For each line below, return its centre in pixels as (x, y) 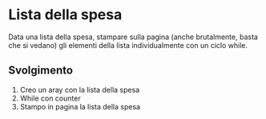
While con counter (50, 98)
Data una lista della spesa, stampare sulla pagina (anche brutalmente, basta (133, 37)
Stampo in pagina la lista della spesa (80, 106)
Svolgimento (41, 71)
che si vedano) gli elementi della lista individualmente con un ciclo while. (128, 45)
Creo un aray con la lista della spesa (80, 89)
